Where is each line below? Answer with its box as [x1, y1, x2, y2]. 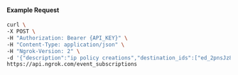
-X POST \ [6, 28, 36, 35]
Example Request [6, 6, 60, 14]
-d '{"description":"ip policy [6, 54, 99, 62]
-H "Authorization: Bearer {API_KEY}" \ [6, 34, 129, 42]
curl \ [6, 21, 26, 28]
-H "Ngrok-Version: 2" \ [6, 47, 80, 54]
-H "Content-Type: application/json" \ [6, 41, 125, 48]
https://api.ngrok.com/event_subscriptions [6, 61, 138, 68]
